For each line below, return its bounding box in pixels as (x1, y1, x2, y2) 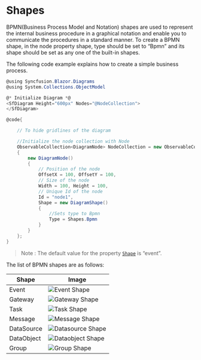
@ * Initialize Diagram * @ (6, 95, 71, 101)
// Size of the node (38, 177, 90, 183)
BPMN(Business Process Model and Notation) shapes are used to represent (6, 23, 193, 31)
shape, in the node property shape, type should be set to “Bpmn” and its (6, 43, 185, 50)
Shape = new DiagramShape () (38, 199, 109, 205)
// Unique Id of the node (38, 188, 103, 195)
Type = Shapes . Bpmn (48, 216, 98, 222)
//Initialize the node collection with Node (17, 138, 130, 144)
